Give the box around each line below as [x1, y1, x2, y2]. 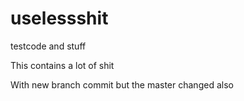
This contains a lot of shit [10, 59, 115, 71]
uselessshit [10, 7, 109, 30]
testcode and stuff [10, 40, 87, 52]
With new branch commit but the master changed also [10, 78, 234, 91]
